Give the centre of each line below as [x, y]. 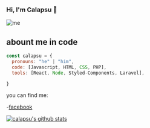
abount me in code [42, 42]
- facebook [19, 107]
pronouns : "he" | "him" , [43, 61]
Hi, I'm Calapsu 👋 [32, 10]
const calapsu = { [29, 56]
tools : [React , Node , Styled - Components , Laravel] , [78, 73]
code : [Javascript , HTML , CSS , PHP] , [59, 67]
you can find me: [27, 95]
